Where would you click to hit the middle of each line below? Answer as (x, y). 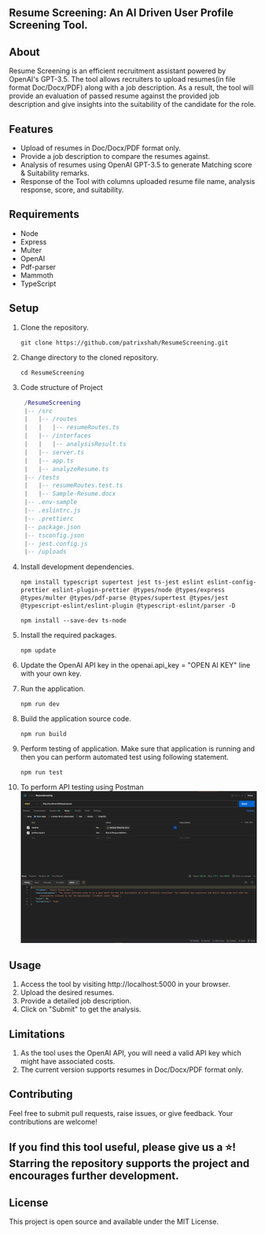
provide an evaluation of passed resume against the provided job (114, 96)
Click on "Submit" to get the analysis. (81, 1009)
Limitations (37, 1034)
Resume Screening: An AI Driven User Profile (121, 13)
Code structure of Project (61, 387)
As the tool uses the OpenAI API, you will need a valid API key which (131, 1052)
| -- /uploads (45, 552)
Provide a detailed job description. (76, 1001)
